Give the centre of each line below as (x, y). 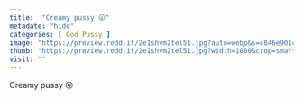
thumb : (22, 51)
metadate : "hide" (42, 26)
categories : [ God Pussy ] (60, 34)
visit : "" (28, 59)
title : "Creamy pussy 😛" (60, 18)
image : (22, 43)
